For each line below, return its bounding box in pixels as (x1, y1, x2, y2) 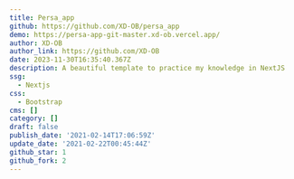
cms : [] (9, 106, 39, 115)
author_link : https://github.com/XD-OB (9, 47, 160, 56)
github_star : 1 (9, 147, 67, 156)
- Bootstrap (17, 97, 63, 107)
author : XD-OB (9, 38, 63, 48)
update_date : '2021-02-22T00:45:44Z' (9, 139, 152, 148)
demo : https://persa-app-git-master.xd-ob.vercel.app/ (9, 30, 221, 39)
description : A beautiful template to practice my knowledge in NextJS (9, 64, 285, 73)
